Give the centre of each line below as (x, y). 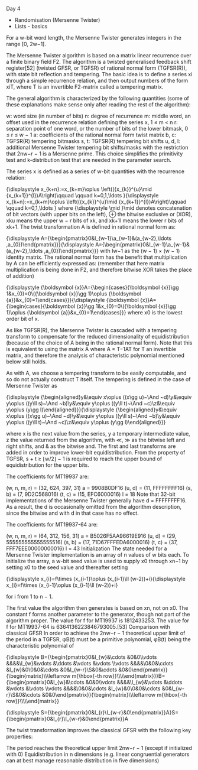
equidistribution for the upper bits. (48, 465)
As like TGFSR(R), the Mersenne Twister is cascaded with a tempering (92, 330)
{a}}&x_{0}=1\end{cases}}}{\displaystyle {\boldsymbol (72, 300)
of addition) (20, 276)
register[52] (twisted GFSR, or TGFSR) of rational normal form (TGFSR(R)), (97, 68)
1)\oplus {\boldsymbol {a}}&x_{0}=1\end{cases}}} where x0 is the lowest (94, 312)
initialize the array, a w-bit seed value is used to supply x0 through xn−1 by (97, 561)
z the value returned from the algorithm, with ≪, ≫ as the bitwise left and (96, 440)
